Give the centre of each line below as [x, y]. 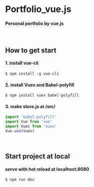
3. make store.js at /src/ [30, 106]
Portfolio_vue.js [38, 9]
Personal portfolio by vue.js [34, 23]
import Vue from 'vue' [29, 122]
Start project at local [37, 156]
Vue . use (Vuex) [20, 131]
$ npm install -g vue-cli [32, 74]
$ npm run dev [20, 180]
